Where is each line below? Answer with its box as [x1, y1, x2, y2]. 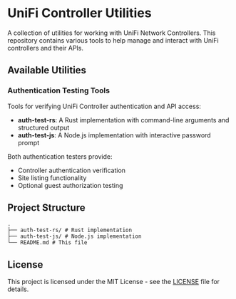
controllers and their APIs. [7, 43, 84, 52]
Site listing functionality [17, 173, 87, 182]
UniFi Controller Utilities [7, 5, 152, 21]
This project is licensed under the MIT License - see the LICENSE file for [7, 278, 220, 286]
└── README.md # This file [7, 239, 88, 246]
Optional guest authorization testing [17, 181, 123, 189]
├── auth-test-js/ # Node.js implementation [7, 233, 142, 240]
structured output [17, 123, 70, 132]
